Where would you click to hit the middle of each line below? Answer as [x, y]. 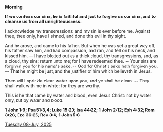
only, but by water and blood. [34, 100]
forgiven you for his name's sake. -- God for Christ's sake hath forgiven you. [81, 66]
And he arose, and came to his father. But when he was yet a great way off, [80, 45]
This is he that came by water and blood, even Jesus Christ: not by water [78, 95]
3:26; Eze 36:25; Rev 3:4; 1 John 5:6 [43, 115]
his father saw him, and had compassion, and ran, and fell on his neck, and [80, 51]
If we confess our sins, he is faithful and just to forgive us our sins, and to [81, 16]
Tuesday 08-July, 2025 [28, 124]
